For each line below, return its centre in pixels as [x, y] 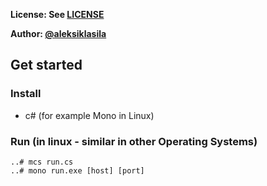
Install [26, 94]
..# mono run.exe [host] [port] [77, 170]
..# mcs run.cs [42, 162]
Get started [46, 65]
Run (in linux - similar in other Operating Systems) [134, 141]
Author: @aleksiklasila [58, 33]
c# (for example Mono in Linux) [89, 115]
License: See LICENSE [57, 14]
